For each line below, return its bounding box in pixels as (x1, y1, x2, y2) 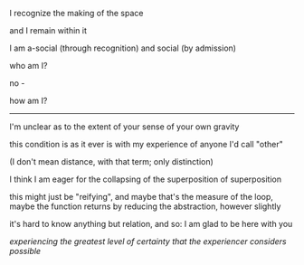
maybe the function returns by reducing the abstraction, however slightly (9, 201, 281, 212)
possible (9, 246, 42, 256)
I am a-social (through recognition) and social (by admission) (9, 43, 237, 53)
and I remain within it (9, 25, 88, 35)
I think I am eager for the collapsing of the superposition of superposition (9, 174, 282, 185)
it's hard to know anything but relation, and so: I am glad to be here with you (9, 219, 293, 229)
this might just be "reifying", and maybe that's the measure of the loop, (9, 192, 274, 202)
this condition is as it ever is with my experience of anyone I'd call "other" (9, 139, 283, 149)
